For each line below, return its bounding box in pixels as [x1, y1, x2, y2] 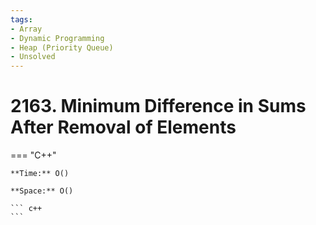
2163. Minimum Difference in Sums [10, 95, 307, 118]
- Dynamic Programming [10, 33, 105, 43]
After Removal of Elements [10, 116, 237, 139]
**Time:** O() [10, 169, 70, 179]
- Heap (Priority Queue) [10, 42, 114, 53]
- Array [10, 24, 43, 34]
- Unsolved [10, 52, 56, 62]
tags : [10, 14, 33, 25]
